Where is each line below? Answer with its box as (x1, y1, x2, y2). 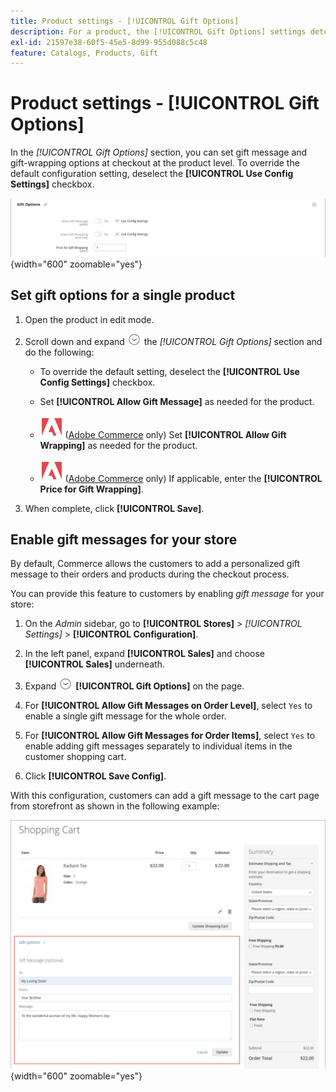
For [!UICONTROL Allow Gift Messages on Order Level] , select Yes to (24, 700, 313, 712)
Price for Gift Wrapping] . (39, 483, 144, 495)
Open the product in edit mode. (24, 313, 155, 325)
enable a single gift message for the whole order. (24, 710, 227, 722)
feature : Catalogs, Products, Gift (10, 48, 159, 58)
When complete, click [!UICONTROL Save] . (24, 502, 205, 514)
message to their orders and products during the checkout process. (10, 568, 290, 580)
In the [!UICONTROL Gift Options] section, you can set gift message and (10, 146, 308, 159)
